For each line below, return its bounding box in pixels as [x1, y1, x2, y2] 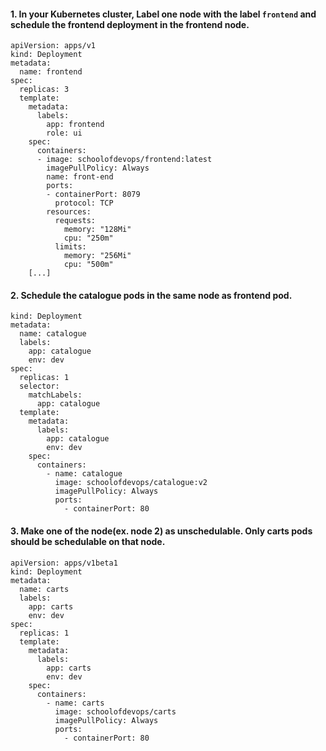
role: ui [46, 128, 83, 139]
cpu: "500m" [63, 260, 114, 270]
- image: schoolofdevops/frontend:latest [36, 155, 213, 165]
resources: [46, 207, 92, 217]
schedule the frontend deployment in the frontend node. [10, 18, 250, 30]
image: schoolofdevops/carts [54, 706, 177, 717]
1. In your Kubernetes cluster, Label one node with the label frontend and [10, 8, 317, 20]
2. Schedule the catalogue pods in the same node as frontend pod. [10, 289, 293, 301]
